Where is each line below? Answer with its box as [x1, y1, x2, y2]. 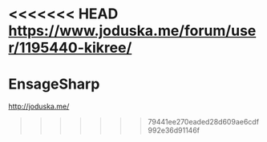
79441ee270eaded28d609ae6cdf [148, 117, 259, 127]
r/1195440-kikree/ [8, 39, 132, 57]
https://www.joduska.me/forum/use [8, 22, 257, 40]
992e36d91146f [148, 125, 200, 136]
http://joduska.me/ [8, 101, 70, 112]
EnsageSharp [8, 75, 100, 93]
